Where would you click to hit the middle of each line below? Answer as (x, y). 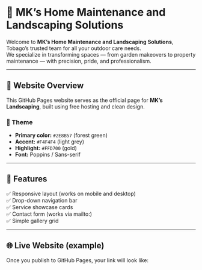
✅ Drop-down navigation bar (42, 200)
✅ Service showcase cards (40, 207)
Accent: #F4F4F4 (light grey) (50, 142)
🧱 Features (27, 179)
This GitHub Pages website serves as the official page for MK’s (85, 100)
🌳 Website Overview (45, 86)
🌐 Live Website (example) (55, 246)
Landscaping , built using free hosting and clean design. (76, 106)
